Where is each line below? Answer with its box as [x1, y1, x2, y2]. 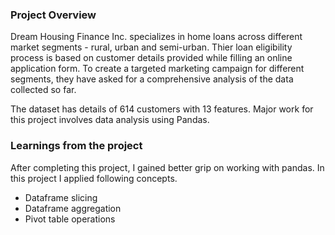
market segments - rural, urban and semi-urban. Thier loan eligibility [10, 41, 293, 53]
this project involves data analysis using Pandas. [10, 114, 210, 126]
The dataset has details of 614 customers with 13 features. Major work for [10, 103, 314, 115]
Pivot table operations [24, 213, 116, 225]
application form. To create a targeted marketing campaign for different [10, 63, 305, 75]
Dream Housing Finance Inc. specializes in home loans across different [10, 31, 303, 43]
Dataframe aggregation [24, 202, 122, 214]
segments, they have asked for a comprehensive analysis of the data [10, 73, 294, 85]
